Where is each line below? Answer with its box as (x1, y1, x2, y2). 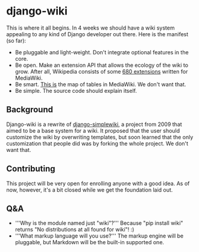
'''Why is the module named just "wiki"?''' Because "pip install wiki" (14, 219, 183, 227)
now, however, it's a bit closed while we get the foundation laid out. (6, 186, 173, 194)
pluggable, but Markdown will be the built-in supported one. (14, 239, 165, 246)
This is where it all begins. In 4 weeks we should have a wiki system (6, 24, 175, 31)
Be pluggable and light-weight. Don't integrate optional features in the (14, 48, 189, 55)
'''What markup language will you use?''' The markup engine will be (14, 232, 184, 239)
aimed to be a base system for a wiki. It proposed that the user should (6, 127, 180, 134)
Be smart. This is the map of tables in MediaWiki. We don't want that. (14, 80, 186, 88)
